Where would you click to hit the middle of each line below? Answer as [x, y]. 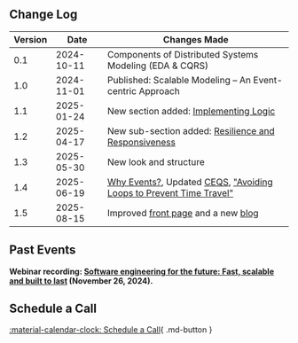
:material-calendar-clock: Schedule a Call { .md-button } [111, 330]
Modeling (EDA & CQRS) [158, 66]
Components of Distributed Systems [183, 54]
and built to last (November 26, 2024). [81, 281]
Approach [159, 90]
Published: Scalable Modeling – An [179, 80]
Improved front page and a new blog [183, 213]
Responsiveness [141, 142]
